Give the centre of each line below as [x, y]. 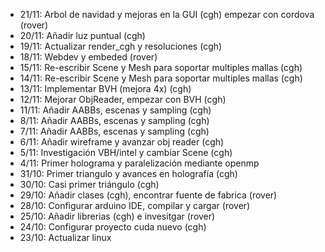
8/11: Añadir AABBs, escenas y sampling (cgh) [114, 120]
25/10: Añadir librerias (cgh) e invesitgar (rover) [117, 216]
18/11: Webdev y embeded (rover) [88, 57]
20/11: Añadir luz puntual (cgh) [82, 35]
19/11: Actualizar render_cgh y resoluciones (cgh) [121, 46]
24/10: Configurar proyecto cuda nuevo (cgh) [113, 227]
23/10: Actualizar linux [65, 237]
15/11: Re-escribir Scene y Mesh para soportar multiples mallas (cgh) [161, 67]
